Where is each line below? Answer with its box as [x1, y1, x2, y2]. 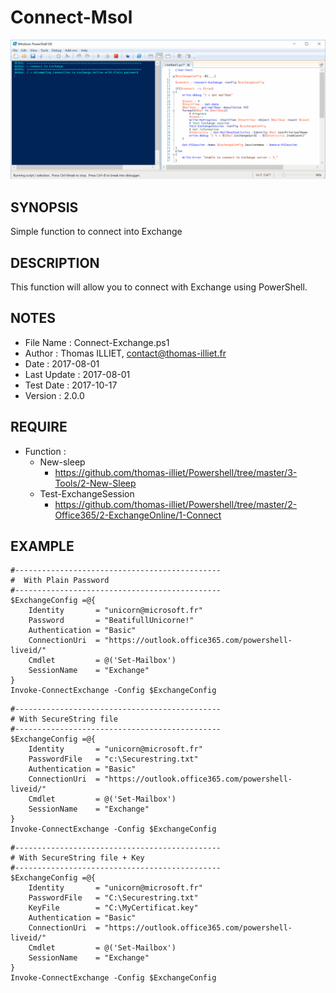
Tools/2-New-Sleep [54, 477, 137, 489]
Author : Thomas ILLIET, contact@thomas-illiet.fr [24, 347, 227, 359]
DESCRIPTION [10, 254, 100, 271]
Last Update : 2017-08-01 [24, 368, 131, 380]
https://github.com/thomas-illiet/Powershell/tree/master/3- [54, 466, 298, 478]
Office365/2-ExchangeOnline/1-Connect [54, 509, 222, 521]
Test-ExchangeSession [39, 487, 135, 500]
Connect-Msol [10, 6, 133, 29]
